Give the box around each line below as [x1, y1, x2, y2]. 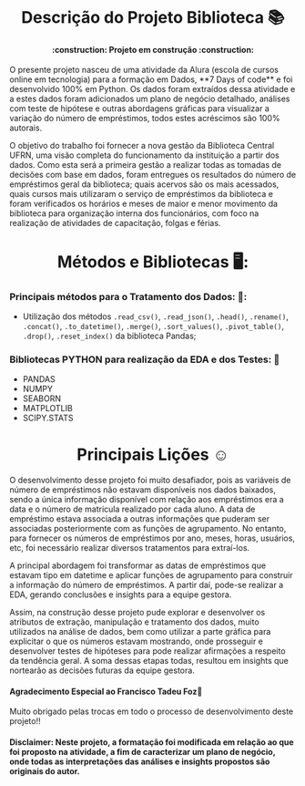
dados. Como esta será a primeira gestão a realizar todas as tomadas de [9, 160, 282, 171]
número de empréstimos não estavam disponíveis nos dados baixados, [9, 484, 276, 495]
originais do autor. [9, 765, 80, 776]
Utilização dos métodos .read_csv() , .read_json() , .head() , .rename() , [22, 311, 289, 322]
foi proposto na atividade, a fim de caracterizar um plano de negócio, [9, 746, 276, 757]
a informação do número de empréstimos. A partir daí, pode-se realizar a [9, 580, 284, 591]
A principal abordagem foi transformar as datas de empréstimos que [9, 560, 267, 571]
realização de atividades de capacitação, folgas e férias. [9, 218, 221, 229]
